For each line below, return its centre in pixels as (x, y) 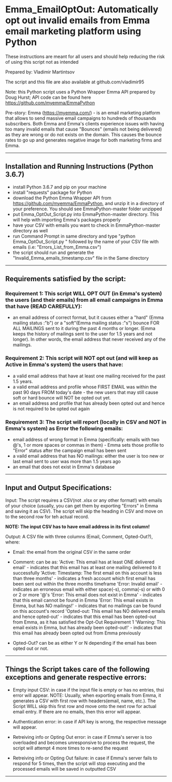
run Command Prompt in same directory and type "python (74, 236)
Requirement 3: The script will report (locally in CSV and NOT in (86, 422)
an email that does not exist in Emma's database (64, 467)
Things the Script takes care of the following (78, 669)
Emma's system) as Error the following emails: (64, 428)
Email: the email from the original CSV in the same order (72, 552)
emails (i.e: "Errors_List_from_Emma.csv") (57, 247)
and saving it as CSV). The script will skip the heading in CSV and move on (84, 511)
